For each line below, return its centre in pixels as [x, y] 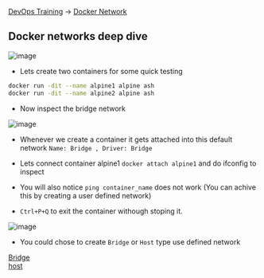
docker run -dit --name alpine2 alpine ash [82, 93]
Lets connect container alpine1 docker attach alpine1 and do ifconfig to [138, 163]
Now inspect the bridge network [72, 108]
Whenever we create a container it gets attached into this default [126, 139]
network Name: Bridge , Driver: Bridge [86, 147]
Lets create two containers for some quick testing [101, 71]
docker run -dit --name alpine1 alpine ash [82, 86]
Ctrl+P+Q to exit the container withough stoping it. [101, 211]
